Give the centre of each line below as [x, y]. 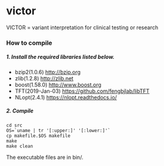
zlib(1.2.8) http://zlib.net [44, 78]
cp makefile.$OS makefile [38, 136]
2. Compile [20, 111]
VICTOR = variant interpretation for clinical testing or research [82, 27]
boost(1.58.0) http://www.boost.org [58, 84]
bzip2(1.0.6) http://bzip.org [48, 72]
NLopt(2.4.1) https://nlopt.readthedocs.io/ [66, 97]
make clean [20, 146]
